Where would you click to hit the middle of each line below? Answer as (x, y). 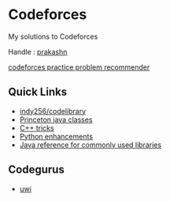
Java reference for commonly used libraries (91, 145)
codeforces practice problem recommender (79, 67)
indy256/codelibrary (53, 111)
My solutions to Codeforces (53, 36)
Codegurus (36, 170)
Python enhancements (56, 136)
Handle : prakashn (38, 51)
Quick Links (38, 92)
